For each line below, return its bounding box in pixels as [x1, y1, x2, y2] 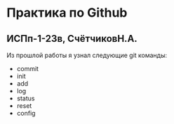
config [16, 109, 36, 117]
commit [16, 65, 39, 72]
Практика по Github [6, 5, 128, 21]
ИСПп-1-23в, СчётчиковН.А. [6, 33, 138, 45]
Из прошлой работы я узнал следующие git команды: [6, 51, 168, 59]
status [16, 94, 35, 102]
